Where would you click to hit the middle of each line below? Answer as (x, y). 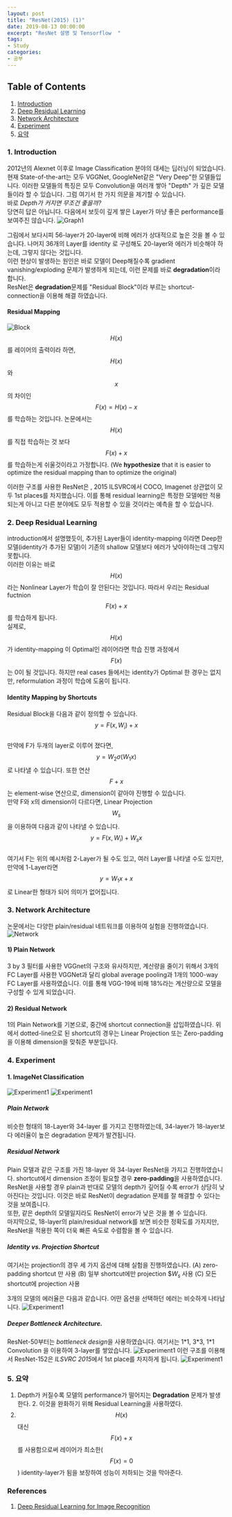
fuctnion (19, 595)
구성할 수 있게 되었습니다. (42, 992)
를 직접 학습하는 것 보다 (39, 442)
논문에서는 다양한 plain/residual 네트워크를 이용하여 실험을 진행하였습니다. (108, 926)
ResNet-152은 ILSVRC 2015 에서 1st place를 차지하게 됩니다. (97, 1359)
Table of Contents (47, 87)
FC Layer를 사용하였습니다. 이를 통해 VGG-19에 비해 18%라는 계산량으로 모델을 (115, 983)
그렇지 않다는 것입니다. (52, 252)
